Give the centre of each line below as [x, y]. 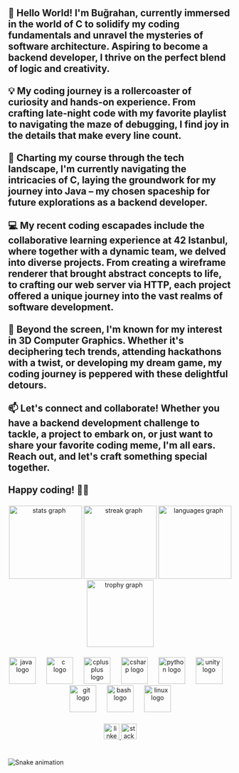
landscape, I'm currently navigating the [97, 169]
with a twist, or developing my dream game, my [115, 363]
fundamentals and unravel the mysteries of [106, 35]
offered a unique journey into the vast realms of [116, 296]
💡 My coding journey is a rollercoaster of [100, 91]
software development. [61, 307]
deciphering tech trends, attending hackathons [115, 352]
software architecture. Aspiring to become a [108, 47]
